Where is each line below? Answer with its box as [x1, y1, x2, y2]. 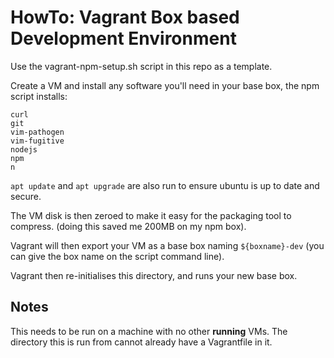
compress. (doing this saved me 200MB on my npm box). [10, 220, 247, 232]
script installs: [10, 90, 68, 102]
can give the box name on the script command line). [10, 250, 225, 262]
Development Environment [10, 27, 237, 50]
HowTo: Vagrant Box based [10, 6, 240, 29]
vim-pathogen [10, 127, 65, 137]
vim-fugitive [10, 136, 65, 146]
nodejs [10, 144, 38, 155]
